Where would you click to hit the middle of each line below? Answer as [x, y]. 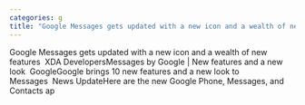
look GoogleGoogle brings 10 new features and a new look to [124, 71]
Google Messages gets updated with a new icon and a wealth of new [138, 52]
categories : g [36, 18]
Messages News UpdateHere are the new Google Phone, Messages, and [147, 81]
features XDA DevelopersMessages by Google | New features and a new [146, 62]
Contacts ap [32, 91]
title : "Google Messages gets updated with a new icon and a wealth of [148, 26]
